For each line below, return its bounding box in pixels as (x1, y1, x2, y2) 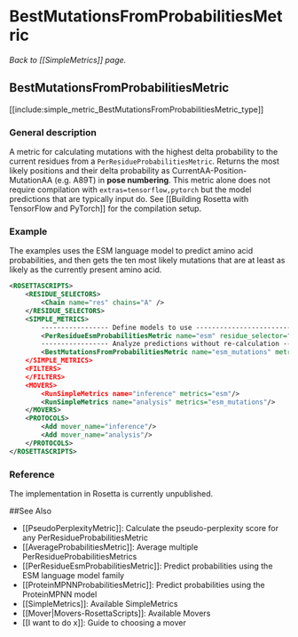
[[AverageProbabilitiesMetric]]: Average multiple (21, 542, 199, 552)
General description (9, 126, 98, 139)
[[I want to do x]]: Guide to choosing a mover (21, 617, 186, 628)
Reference (9, 468, 55, 480)
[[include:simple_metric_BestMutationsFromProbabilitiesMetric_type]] (9, 104, 264, 115)
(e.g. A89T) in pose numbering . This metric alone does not (54, 175, 271, 186)
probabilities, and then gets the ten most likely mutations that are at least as (9, 255, 286, 266)
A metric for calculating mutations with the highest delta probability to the (9, 147, 278, 157)
